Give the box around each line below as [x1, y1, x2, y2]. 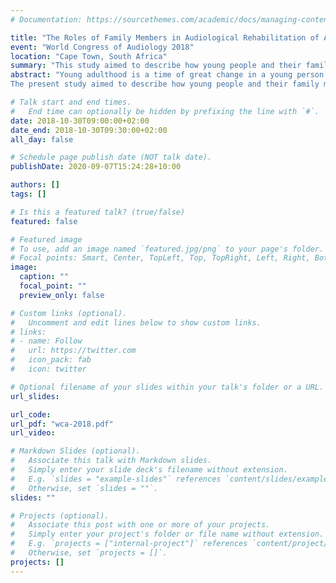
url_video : [10, 428, 56, 438]
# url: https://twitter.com [10, 346, 137, 356]
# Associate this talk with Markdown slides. [10, 456, 213, 466]
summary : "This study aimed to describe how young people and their [10, 61, 302, 71]
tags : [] [10, 189, 47, 199]
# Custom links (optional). [10, 308, 128, 318]
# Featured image [10, 234, 83, 245]
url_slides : [10, 391, 60, 401]
